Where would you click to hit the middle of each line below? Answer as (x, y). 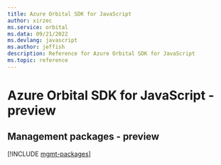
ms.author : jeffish (36, 47)
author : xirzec (30, 21)
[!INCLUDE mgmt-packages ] (49, 154)
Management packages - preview (83, 137)
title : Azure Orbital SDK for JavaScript (70, 14)
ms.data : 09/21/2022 (38, 34)
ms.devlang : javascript (43, 41)
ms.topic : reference (38, 60)
